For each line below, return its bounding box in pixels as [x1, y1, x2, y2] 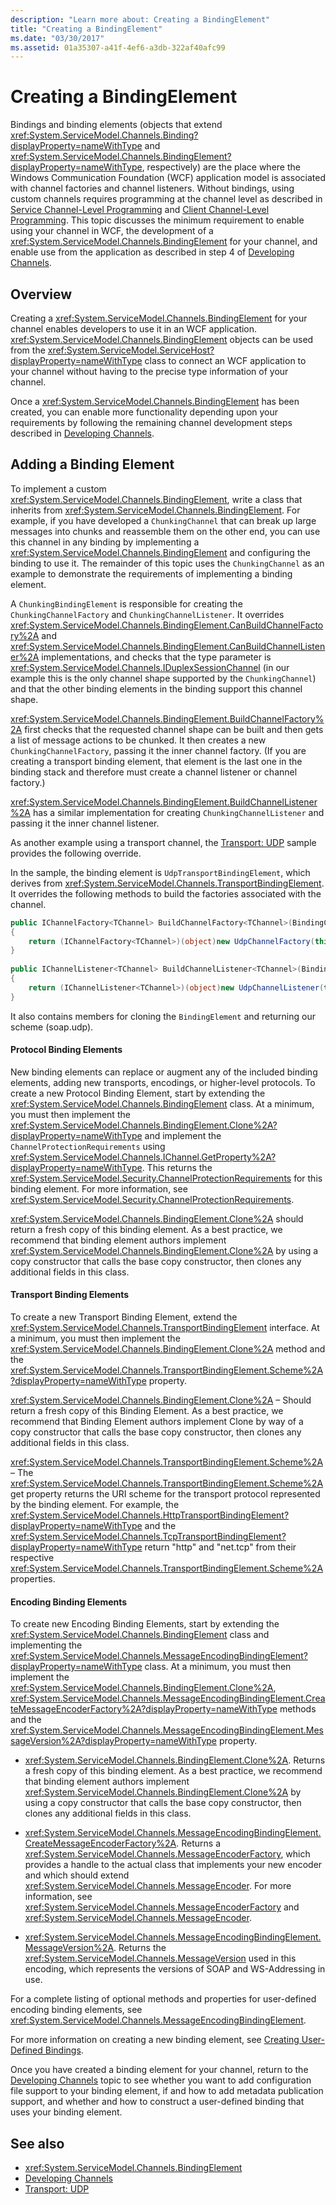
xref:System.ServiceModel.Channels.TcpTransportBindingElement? [10, 1531, 287, 1543]
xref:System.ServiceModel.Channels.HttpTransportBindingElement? [10, 1509, 290, 1521]
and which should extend [24, 1869, 130, 1881]
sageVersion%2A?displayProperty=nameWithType [10, 1735, 217, 1747]
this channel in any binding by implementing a [10, 536, 200, 548]
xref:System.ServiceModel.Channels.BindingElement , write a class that [10, 493, 303, 505]
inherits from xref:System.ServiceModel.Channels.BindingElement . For [10, 504, 301, 516]
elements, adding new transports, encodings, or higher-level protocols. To [10, 1076, 316, 1088]
